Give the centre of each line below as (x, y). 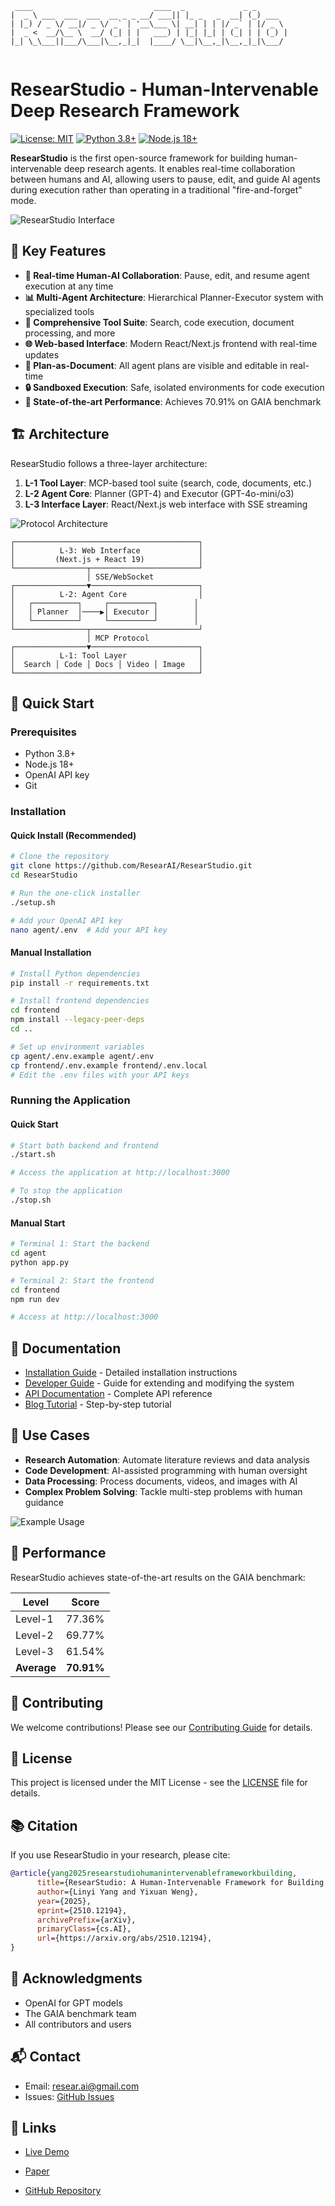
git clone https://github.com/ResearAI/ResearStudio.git (131, 866)
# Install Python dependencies (75, 973)
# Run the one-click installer (75, 893)
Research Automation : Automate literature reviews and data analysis (167, 1459)
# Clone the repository (60, 857)
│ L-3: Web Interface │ (106, 550)
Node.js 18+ (49, 764)
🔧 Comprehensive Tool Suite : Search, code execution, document (159, 322)
